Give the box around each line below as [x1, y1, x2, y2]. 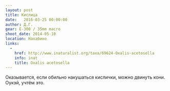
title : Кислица [5, 12, 38, 17]
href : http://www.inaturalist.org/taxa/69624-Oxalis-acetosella [14, 50, 155, 56]
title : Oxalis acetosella [14, 60, 70, 65]
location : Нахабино [5, 37, 47, 42]
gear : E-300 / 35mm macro [5, 27, 60, 32]
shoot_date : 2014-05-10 [5, 31, 56, 37]
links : [5, 41, 19, 46]
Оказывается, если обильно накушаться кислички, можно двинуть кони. [5, 74, 165, 80]
